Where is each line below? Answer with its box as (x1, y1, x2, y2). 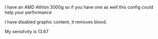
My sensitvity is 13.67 (4, 29, 49, 34)
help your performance (4, 9, 52, 15)
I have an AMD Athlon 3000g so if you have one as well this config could (4, 4, 154, 10)
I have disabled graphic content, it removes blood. (4, 19, 107, 25)
